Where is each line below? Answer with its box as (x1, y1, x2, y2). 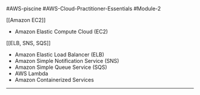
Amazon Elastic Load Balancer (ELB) (14, 51, 105, 58)
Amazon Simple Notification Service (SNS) (14, 58, 120, 64)
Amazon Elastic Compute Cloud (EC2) (14, 28, 108, 35)
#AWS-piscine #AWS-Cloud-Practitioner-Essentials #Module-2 (6, 5, 161, 12)
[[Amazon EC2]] (6, 17, 46, 23)
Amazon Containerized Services (14, 77, 94, 83)
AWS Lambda (14, 70, 49, 77)
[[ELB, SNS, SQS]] (6, 40, 51, 46)
